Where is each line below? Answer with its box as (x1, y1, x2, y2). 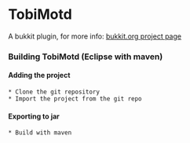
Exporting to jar (8, 112, 60, 121)
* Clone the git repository (8, 88, 100, 96)
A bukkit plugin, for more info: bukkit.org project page (8, 31, 182, 41)
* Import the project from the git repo (8, 95, 143, 103)
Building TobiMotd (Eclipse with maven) (8, 51, 163, 62)
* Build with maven (8, 129, 72, 137)
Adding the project (8, 71, 71, 80)
